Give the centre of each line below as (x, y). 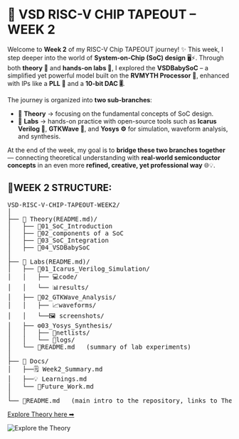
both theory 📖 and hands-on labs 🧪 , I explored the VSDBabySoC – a (108, 67)
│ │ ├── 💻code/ (43, 277)
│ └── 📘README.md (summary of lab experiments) (100, 347)
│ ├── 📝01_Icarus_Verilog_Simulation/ (79, 269)
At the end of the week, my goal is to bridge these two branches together (116, 150)
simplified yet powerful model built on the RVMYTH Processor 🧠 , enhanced (118, 75)
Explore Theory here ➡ (41, 414)
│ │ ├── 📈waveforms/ (52, 305)
